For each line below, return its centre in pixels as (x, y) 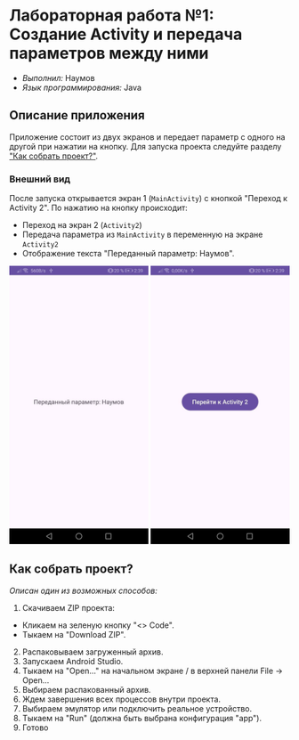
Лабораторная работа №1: (112, 16)
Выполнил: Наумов (58, 77)
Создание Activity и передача (126, 34)
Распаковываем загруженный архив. (93, 652)
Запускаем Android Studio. (73, 661)
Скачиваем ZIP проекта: (69, 607)
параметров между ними (109, 53)
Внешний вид (40, 179)
